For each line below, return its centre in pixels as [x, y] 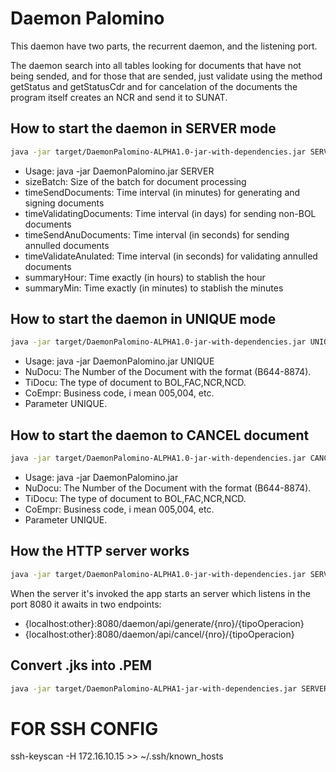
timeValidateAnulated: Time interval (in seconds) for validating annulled [171, 256]
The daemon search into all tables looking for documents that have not [156, 65]
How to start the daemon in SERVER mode [143, 128]
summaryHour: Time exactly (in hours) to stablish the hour [145, 277]
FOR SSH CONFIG [84, 728]
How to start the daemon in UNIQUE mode [143, 319]
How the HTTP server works [100, 551]
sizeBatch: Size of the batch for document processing [135, 181]
